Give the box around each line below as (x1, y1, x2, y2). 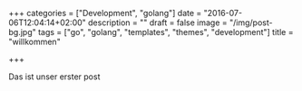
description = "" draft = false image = (88, 17, 228, 28)
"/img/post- (229, 17, 273, 28)
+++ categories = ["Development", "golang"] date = (8, 8, 202, 18)
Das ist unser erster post (8, 71, 101, 82)
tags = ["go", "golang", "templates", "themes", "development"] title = (38, 27, 294, 37)
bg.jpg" (8, 27, 37, 37)
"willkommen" (8, 36, 61, 47)
